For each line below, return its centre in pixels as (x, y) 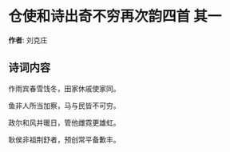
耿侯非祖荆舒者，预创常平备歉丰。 (64, 139)
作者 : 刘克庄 (28, 40)
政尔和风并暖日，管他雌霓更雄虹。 (64, 122)
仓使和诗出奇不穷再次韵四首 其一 (115, 16)
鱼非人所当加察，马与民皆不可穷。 (64, 106)
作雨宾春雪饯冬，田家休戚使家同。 (64, 88)
